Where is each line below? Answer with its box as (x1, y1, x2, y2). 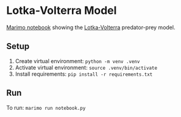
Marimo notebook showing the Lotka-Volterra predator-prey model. (6, 24, 176, 31)
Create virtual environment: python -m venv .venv (15, 57, 140, 64)
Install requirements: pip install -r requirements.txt (15, 70, 153, 78)
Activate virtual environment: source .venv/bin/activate (15, 64, 157, 71)
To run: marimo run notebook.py (6, 104, 86, 111)
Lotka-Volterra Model (6, 4, 117, 18)
